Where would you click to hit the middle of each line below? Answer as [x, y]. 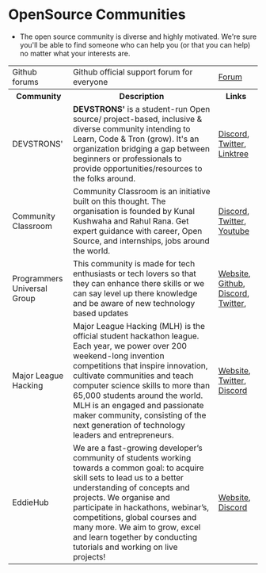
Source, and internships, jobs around [141, 241]
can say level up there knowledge [135, 293]
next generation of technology [129, 425]
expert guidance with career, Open [137, 231]
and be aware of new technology [134, 303]
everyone [90, 82]
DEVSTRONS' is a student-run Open [141, 109]
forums [25, 82]
